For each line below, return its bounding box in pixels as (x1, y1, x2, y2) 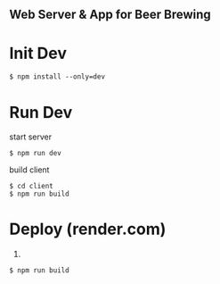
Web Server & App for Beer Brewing (9, 7, 211, 22)
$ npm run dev (9, 149, 62, 158)
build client (9, 164, 50, 175)
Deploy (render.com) (9, 219, 167, 239)
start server (9, 131, 52, 142)
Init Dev (9, 43, 67, 63)
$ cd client (9, 182, 53, 191)
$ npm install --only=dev (9, 72, 105, 81)
